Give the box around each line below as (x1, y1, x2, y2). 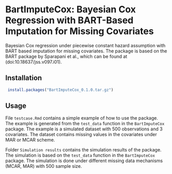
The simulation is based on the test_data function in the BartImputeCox (5, 152, 155, 159)
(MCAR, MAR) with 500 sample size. (5, 163, 82, 169)
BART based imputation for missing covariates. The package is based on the (5, 48, 167, 54)
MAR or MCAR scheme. (5, 137, 55, 143)
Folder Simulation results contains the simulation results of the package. (5, 147, 162, 153)
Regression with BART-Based (5, 14, 133, 26)
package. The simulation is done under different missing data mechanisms (5, 158, 163, 164)
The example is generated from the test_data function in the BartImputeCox (5, 121, 165, 127)
